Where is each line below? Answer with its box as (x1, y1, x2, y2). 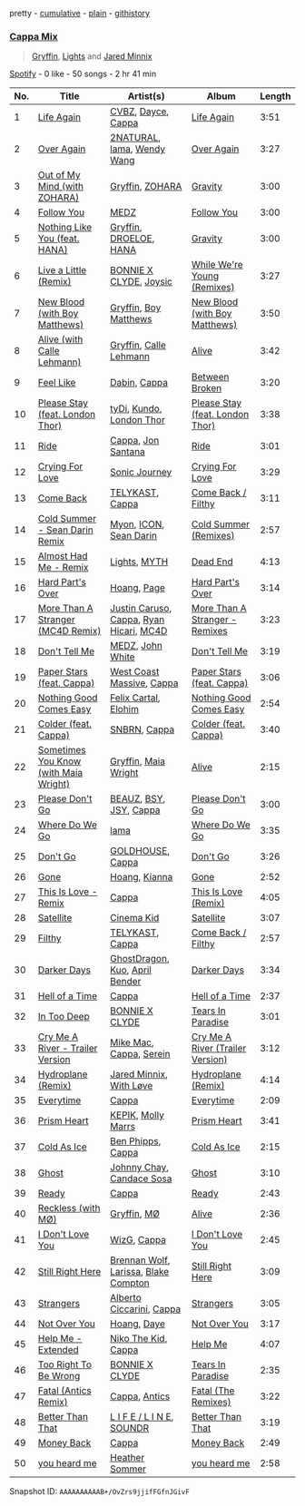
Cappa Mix (9, 30, 58, 43)
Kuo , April (110, 963, 152, 976)
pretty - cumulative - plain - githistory (9, 8, 151, 18)
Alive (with (37, 333, 84, 346)
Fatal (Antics (37, 1384, 93, 1397)
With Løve (110, 1080, 153, 1092)
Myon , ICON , (110, 518, 165, 531)
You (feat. (37, 232, 80, 245)
